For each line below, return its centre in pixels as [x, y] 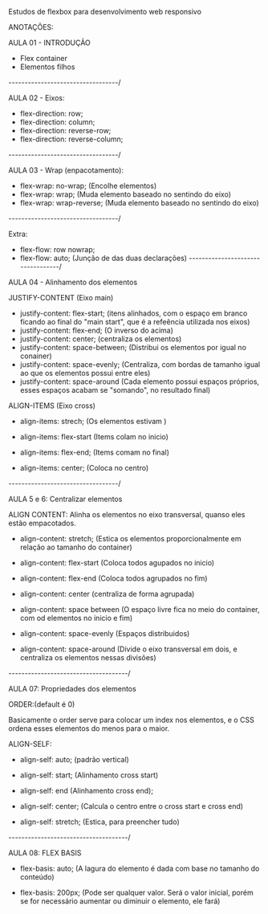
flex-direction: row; [51, 113]
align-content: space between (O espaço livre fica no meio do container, [140, 609]
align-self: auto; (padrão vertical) [75, 759]
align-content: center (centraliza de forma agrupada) [107, 594]
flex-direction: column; [57, 122]
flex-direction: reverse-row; [65, 131]
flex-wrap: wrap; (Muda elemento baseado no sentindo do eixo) [125, 194]
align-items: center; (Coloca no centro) [84, 468]
